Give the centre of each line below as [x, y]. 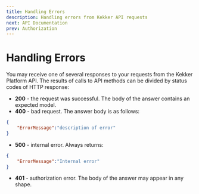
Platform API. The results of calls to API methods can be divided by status [97, 81]
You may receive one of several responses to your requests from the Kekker [99, 75]
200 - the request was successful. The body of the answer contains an [102, 98]
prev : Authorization [32, 28]
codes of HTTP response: [38, 87]
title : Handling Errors [36, 12]
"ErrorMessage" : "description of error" [66, 128]
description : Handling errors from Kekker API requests [77, 17]
